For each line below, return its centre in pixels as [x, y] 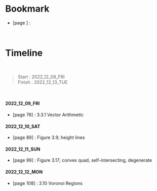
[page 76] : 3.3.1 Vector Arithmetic [48, 115]
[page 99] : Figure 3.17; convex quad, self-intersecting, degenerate [82, 160]
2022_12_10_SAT [23, 126]
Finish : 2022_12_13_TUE [43, 82]
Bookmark [27, 9]
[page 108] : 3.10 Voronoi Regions [47, 183]
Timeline [24, 53]
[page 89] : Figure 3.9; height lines [49, 137]
